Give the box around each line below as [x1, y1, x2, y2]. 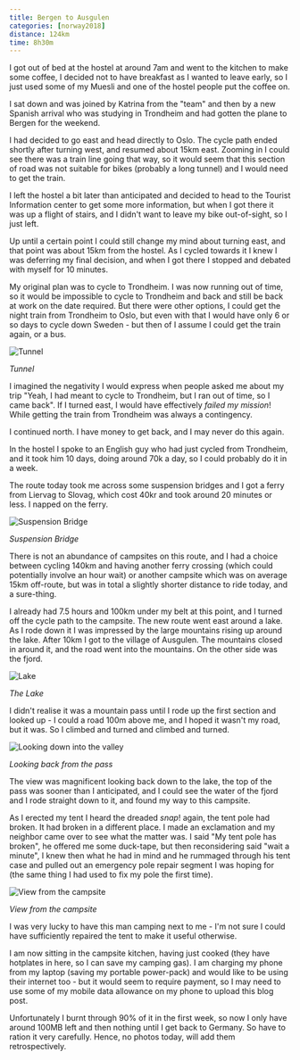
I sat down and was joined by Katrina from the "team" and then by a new [9, 99, 277, 110]
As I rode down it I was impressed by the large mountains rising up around [9, 625, 283, 636]
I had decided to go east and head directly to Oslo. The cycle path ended [9, 135, 279, 145]
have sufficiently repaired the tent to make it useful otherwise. [9, 931, 237, 941]
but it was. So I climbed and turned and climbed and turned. [9, 725, 230, 735]
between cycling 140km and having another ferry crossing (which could [9, 560, 274, 571]
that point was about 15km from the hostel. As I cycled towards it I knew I [9, 245, 278, 256]
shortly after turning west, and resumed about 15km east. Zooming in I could [9, 145, 290, 155]
